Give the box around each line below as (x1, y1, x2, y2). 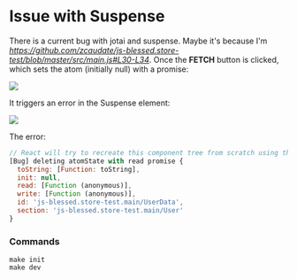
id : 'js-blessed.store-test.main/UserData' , (17, 198, 184, 207)
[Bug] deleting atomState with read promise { (9, 157, 184, 166)
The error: (9, 131, 46, 142)
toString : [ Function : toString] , (17, 165, 141, 174)
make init (9, 255, 46, 265)
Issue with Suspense (9, 6, 165, 27)
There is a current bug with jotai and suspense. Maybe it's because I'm (9, 35, 268, 46)
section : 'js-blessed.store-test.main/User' (17, 206, 184, 215)
